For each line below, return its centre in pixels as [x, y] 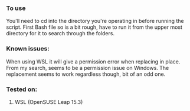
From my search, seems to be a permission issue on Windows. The [88, 68]
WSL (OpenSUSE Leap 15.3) [49, 102]
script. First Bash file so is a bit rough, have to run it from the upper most [94, 27]
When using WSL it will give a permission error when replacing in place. [93, 61]
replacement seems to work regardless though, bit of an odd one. [86, 74]
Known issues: [28, 49]
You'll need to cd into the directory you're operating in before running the [95, 21]
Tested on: [22, 89]
